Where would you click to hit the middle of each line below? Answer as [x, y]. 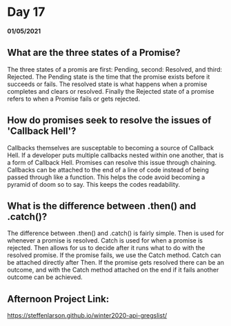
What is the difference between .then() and [102, 206]
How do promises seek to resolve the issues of [109, 120]
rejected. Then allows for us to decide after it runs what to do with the [106, 248]
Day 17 [26, 12]
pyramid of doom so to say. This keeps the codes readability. [94, 184]
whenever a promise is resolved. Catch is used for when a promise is [105, 241]
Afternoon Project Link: [58, 299]
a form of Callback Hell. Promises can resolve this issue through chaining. [112, 162]
